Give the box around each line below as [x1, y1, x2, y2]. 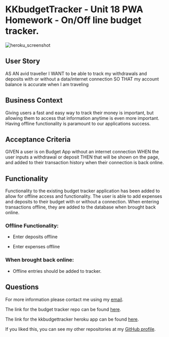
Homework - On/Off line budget [5, 14, 142, 26]
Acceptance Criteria [5, 135, 71, 144]
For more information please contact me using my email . [5, 296, 124, 302]
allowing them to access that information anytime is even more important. [5, 115, 159, 121]
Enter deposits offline [12, 234, 58, 240]
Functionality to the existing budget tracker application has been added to [5, 188, 160, 194]
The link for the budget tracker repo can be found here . [5, 306, 121, 312]
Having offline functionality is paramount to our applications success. [5, 120, 151, 126]
